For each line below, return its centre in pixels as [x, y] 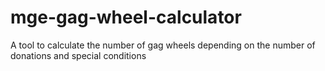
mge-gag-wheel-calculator [126, 17]
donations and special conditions [78, 55]
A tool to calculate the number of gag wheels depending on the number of [163, 45]
